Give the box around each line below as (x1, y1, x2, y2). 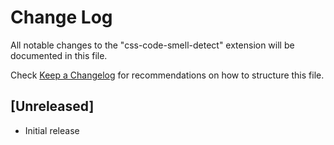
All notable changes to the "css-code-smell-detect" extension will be (10, 39, 295, 51)
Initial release (24, 124, 80, 136)
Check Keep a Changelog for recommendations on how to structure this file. (10, 69, 325, 81)
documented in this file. (10, 49, 108, 61)
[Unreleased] (10, 98, 95, 115)
